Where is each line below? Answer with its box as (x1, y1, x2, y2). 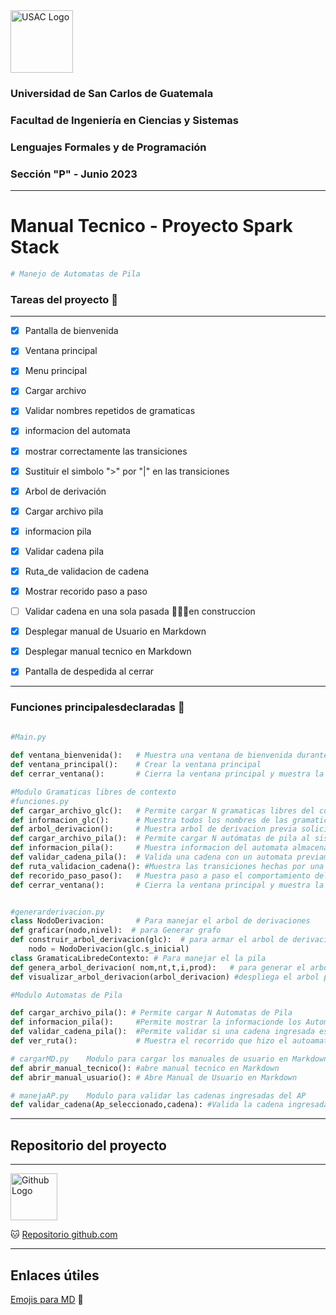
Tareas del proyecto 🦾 (10, 292, 118, 306)
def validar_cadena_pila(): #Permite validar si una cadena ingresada (10, 1027, 315, 1037)
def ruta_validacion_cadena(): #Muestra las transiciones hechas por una (10, 861, 325, 871)
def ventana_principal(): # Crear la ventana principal (10, 760, 262, 770)
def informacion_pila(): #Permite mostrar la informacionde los (10, 1017, 302, 1028)
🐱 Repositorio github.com (10, 1229, 118, 1241)
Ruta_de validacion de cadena (24, 565, 150, 577)
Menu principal (24, 365, 88, 377)
